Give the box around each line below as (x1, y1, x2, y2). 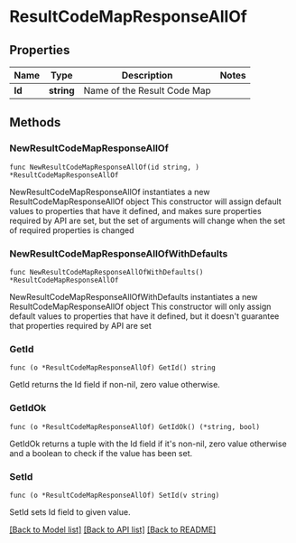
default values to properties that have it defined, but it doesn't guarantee (9, 310, 280, 322)
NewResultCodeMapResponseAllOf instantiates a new (9, 186, 210, 197)
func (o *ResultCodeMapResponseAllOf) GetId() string (9, 363, 217, 372)
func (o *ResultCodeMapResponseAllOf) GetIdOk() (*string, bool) (9, 422, 260, 431)
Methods (9, 115, 61, 130)
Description (121, 70, 173, 81)
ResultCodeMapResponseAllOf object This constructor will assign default (9, 196, 282, 207)
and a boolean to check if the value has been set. (9, 447, 193, 458)
